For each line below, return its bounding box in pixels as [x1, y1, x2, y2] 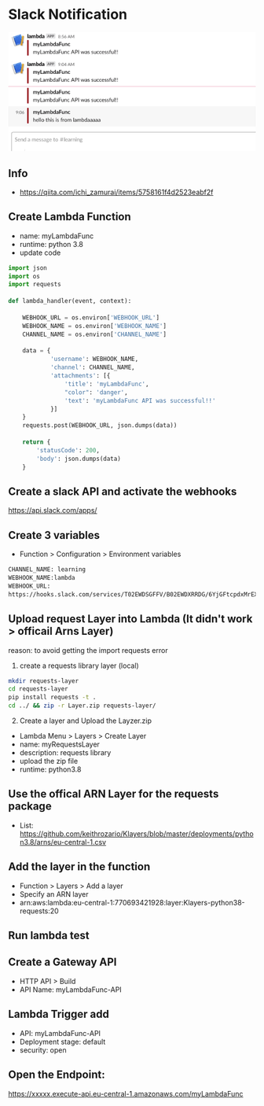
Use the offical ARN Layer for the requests [8, 787, 219, 801]
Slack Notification [8, 6, 128, 24]
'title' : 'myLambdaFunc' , [64, 380, 149, 388]
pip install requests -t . [8, 694, 97, 702]
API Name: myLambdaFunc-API [19, 985, 122, 994]
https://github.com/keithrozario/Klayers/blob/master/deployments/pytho [19, 828, 254, 839]
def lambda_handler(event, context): [8, 297, 132, 305]
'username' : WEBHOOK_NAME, [49, 356, 139, 363]
